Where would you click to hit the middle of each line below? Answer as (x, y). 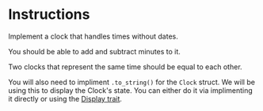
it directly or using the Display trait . (65, 98)
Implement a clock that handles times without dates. (93, 36)
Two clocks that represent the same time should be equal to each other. (126, 67)
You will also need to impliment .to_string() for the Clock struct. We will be (132, 82)
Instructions (49, 15)
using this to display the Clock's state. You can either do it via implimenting (131, 90)
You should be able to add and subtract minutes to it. (94, 51)
